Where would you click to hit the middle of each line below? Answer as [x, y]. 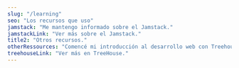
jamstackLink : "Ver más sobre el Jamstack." [74, 34]
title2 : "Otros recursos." [47, 40]
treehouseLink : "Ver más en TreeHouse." [68, 54]
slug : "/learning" [34, 14]
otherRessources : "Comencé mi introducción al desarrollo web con [108, 47]
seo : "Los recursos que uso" [51, 21]
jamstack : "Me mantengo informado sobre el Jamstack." [90, 27]
